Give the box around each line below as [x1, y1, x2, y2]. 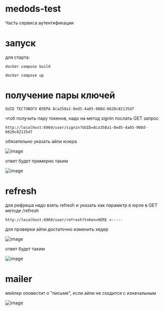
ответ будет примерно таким [5, 158, 68, 164]
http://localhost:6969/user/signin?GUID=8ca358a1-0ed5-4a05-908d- [5, 125, 148, 130]
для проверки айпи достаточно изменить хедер [5, 226, 108, 232]
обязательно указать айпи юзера [5, 138, 77, 144]
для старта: [5, 54, 30, 60]
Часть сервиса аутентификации [5, 20, 74, 26]
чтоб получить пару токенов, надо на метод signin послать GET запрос [5, 115, 159, 121]
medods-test [5, 3, 62, 15]
